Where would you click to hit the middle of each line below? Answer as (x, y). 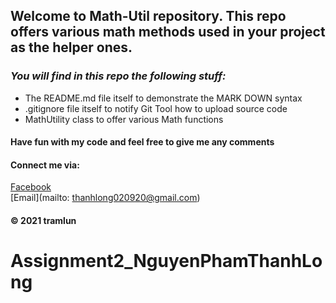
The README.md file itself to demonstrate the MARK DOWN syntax (163, 98)
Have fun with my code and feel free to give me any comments (142, 142)
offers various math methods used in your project (168, 32)
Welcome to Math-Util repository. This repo (148, 16)
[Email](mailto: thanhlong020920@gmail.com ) (105, 198)
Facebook (31, 187)
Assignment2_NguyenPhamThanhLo (166, 261)
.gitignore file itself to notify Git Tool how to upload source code (156, 108)
